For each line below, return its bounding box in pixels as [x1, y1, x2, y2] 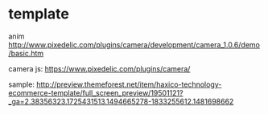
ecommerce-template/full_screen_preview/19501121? [8, 88, 183, 97]
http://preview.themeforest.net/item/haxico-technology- [35, 79, 222, 89]
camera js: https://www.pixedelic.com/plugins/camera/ [8, 63, 191, 73]
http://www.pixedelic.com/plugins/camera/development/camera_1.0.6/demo [8, 39, 260, 49]
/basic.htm [8, 48, 44, 58]
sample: [8, 79, 35, 89]
